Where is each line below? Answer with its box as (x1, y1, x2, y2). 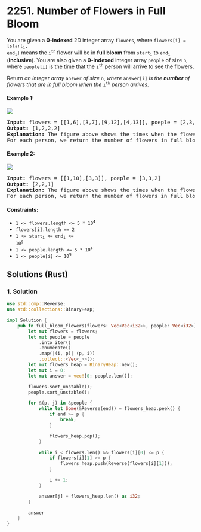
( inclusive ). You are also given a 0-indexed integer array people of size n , (7, 56, 188, 63)
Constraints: (7, 206, 39, 213)
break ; (60, 417, 77, 423)
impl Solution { (7, 317, 47, 324)
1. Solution (7, 287, 38, 296)
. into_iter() (38, 339, 71, 345)
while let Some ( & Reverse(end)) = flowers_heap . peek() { (38, 406, 181, 412)
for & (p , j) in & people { (28, 400, 93, 406)
